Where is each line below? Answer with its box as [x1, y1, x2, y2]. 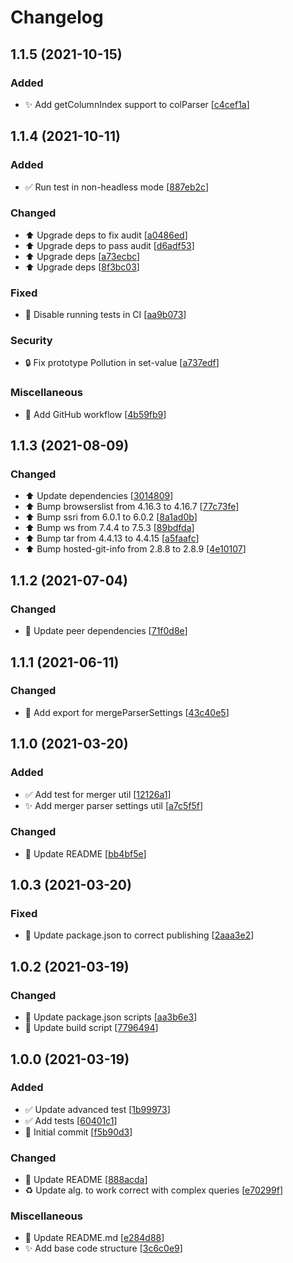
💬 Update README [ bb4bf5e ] [24, 847, 147, 860]
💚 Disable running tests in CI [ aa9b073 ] [24, 309, 187, 321]
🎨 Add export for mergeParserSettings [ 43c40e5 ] [24, 706, 230, 718]
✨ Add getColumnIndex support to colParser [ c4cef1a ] [24, 98, 250, 110]
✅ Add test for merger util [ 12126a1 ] [24, 788, 172, 800]
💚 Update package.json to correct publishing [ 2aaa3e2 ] [24, 929, 255, 941]
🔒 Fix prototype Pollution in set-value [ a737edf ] [24, 357, 220, 369]
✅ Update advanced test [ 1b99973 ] [24, 1103, 171, 1115]
